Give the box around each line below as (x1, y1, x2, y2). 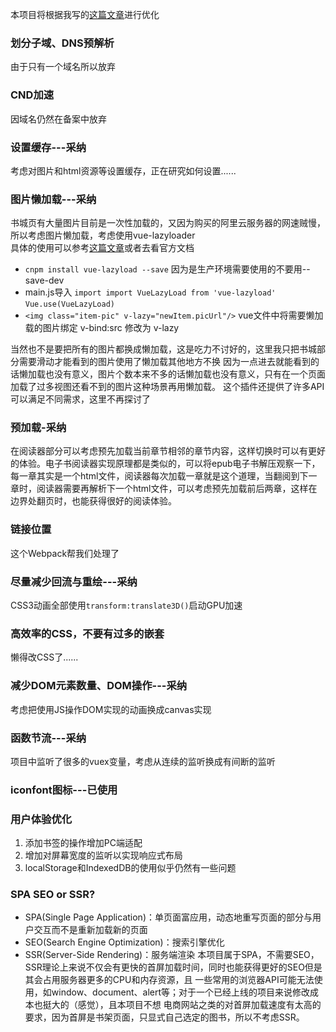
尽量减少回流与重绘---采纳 (10, 574, 138, 588)
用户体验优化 (10, 812, 73, 826)
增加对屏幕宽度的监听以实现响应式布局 (24, 849, 183, 862)
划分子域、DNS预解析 (10, 36, 115, 50)
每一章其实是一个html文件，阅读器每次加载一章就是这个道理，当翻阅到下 (10, 470, 309, 482)
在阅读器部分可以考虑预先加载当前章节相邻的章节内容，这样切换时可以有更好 (10, 445, 326, 457)
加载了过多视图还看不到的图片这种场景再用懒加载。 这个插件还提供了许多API (10, 381, 325, 393)
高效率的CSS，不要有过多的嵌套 (10, 627, 165, 640)
